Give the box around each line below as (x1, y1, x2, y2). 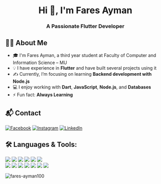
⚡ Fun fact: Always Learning (12, 91, 73, 98)
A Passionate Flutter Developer (46, 23, 124, 30)
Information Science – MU (12, 59, 68, 66)
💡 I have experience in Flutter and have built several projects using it (12, 65, 156, 71)
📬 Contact (5, 109, 41, 117)
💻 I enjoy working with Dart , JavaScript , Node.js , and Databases (12, 84, 151, 90)
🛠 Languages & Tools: (5, 140, 77, 149)
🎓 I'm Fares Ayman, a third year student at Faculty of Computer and (12, 52, 156, 58)
